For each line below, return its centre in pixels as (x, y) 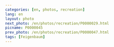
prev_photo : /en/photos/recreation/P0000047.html (57, 32)
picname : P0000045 (24, 28)
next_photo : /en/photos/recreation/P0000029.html (57, 23)
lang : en (14, 14)
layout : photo (20, 19)
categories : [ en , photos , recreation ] (45, 10)
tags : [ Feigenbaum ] (25, 37)
